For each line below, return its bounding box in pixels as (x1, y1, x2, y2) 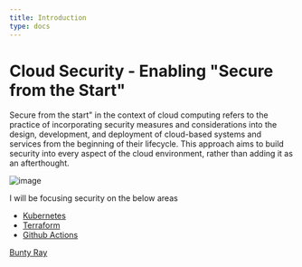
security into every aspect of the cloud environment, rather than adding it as (9, 148, 294, 159)
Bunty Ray (9, 247, 48, 258)
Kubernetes (22, 210, 66, 222)
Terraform (22, 220, 61, 231)
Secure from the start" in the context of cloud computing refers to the (9, 110, 269, 120)
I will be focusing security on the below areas (9, 193, 178, 204)
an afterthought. (9, 157, 70, 168)
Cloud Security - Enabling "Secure (9, 61, 274, 81)
